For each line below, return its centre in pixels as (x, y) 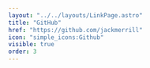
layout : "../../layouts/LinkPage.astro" (76, 15)
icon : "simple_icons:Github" (56, 37)
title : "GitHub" (35, 23)
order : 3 (22, 52)
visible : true (32, 45)
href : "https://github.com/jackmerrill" (76, 30)
